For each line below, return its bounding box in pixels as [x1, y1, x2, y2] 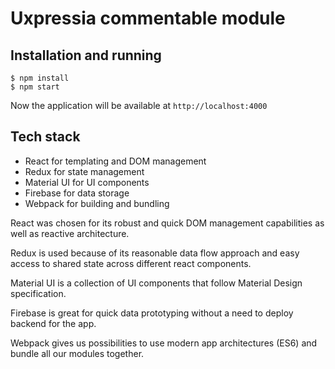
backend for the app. [10, 317, 97, 329]
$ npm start [10, 82, 60, 92]
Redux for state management [24, 165, 145, 177]
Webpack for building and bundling [24, 197, 170, 209]
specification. [10, 287, 67, 299]
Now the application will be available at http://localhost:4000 [10, 100, 268, 111]
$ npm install [10, 73, 70, 83]
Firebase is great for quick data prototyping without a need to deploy [10, 307, 294, 319]
